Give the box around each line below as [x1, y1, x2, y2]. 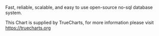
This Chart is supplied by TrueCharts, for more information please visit [5, 20, 154, 25]
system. [5, 10, 22, 16]
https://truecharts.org [5, 25, 51, 31]
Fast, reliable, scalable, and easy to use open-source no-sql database [5, 5, 153, 10]
